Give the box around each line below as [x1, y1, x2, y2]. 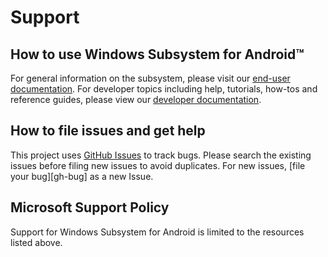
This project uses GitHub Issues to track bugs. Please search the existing [10, 149, 312, 161]
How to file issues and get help [10, 122, 206, 140]
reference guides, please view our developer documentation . [10, 94, 262, 105]
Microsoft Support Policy [10, 199, 170, 216]
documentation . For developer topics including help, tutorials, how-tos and [10, 83, 318, 95]
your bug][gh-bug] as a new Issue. [10, 170, 154, 182]
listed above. [10, 236, 63, 248]
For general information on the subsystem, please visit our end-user [10, 72, 291, 84]
